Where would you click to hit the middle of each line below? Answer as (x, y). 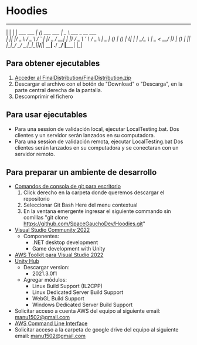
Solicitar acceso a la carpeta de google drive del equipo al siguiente (96, 330)
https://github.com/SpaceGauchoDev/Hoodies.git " (84, 224)
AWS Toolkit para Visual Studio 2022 (59, 255)
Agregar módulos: (45, 280)
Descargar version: (46, 268)
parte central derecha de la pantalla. (58, 90)
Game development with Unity (69, 249)
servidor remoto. (35, 154)
